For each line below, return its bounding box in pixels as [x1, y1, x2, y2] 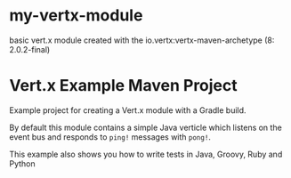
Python [9, 158, 36, 169]
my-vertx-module [9, 5, 143, 26]
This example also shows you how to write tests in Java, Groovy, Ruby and [9, 149, 283, 159]
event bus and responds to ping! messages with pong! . [9, 131, 212, 142]
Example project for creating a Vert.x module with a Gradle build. [9, 104, 247, 116]
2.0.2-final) [9, 44, 51, 54]
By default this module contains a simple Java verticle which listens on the [9, 122, 282, 133]
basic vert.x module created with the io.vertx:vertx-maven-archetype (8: [9, 35, 275, 45]
